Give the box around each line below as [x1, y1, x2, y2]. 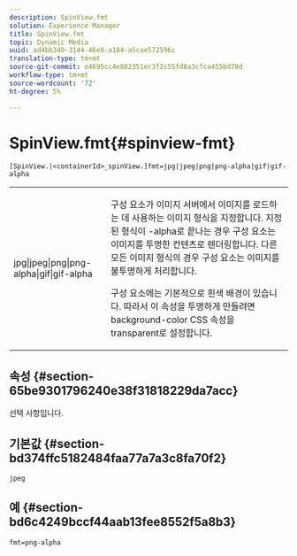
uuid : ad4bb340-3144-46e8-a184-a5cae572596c [9, 46, 176, 55]
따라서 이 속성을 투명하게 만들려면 [123, 300, 256, 313]
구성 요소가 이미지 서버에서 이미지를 [110, 198, 251, 211]
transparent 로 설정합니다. [110, 327, 213, 339]
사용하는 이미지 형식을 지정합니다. [131, 212, 263, 224]
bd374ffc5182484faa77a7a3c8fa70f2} [9, 451, 227, 466]
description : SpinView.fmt [9, 12, 109, 22]
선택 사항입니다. [9, 408, 65, 419]
